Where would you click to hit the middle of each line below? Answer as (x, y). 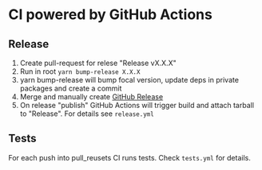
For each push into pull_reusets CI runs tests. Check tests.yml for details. (130, 157)
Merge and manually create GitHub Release (91, 97)
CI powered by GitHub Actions (111, 15)
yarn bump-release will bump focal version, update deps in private (129, 80)
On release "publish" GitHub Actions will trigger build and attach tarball (137, 105)
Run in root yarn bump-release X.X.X (80, 71)
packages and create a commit (71, 88)
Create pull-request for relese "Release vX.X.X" (98, 63)
